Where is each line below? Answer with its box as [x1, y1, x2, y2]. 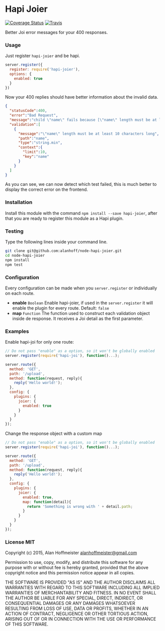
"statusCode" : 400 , [9, 108, 48, 113]
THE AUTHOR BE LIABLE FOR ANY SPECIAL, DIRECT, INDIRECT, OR [5, 595, 143, 601]
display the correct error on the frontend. [5, 186, 88, 193]
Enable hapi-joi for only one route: [5, 339, 74, 345]
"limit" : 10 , [23, 149, 48, 155]
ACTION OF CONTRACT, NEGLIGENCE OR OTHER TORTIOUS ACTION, [5, 611, 149, 617]
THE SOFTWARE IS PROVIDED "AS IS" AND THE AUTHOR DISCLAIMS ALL [5, 579, 156, 585]
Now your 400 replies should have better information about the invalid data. [5, 94, 159, 100]
